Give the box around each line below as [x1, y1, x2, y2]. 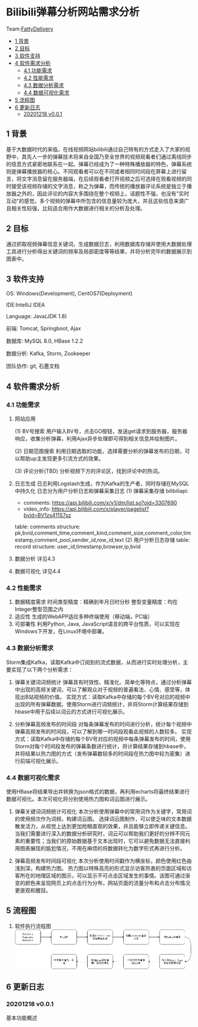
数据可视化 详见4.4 [14, 568, 61, 575]
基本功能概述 [6, 1014, 37, 1021]
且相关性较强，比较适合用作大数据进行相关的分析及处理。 [6, 205, 146, 212]
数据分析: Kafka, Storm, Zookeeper [6, 350, 91, 357]
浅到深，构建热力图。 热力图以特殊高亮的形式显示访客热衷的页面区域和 [14, 864, 187, 871]
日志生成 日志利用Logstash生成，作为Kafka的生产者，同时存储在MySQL [14, 480, 190, 487]
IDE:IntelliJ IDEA [6, 301, 45, 308]
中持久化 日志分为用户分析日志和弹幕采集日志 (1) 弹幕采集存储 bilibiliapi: [14, 488, 189, 495]
